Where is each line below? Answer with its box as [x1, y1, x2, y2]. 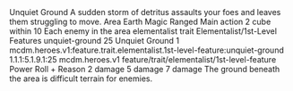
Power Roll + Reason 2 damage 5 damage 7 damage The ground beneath [9, 64, 280, 74]
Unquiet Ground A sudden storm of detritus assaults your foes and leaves [9, 7, 281, 17]
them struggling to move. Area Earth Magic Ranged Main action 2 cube [9, 16, 271, 27]
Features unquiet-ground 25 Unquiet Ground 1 [9, 36, 180, 45]
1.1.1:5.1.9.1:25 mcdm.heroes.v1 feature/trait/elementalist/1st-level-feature [9, 54, 277, 64]
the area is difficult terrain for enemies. [9, 73, 153, 84]
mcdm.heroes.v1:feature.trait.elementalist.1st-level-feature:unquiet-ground [9, 45, 284, 55]
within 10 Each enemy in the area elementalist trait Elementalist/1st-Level [9, 26, 278, 37]
